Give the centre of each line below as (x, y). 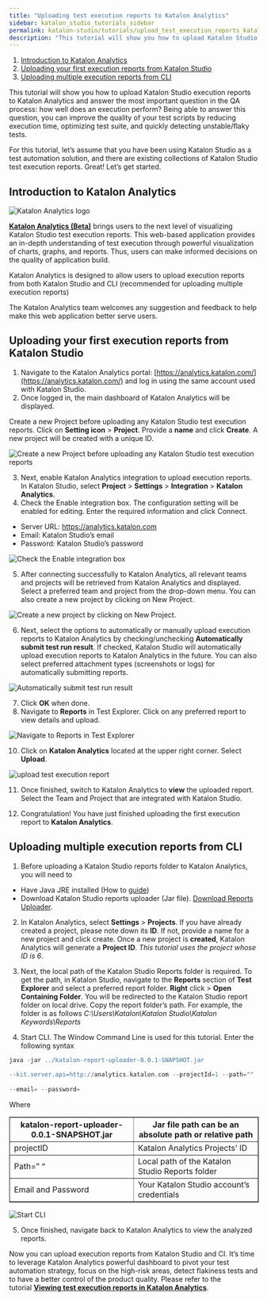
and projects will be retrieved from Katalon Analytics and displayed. (130, 582)
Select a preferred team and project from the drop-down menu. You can (138, 591)
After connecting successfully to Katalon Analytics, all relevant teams (133, 574)
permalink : (27, 30)
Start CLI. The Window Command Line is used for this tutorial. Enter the (137, 1037)
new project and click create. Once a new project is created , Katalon (132, 939)
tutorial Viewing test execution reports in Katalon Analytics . (109, 1288)
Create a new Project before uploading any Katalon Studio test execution (128, 421)
